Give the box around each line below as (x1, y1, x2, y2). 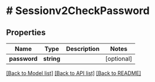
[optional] (105, 54, 133, 63)
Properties (6, 28, 46, 37)
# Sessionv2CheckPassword (6, 4, 150, 18)
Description (65, 45, 100, 53)
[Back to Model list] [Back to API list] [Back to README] (6, 70, 141, 77)
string (43, 54, 61, 63)
